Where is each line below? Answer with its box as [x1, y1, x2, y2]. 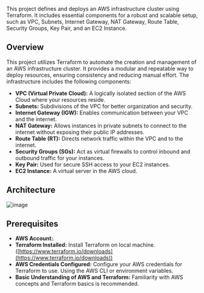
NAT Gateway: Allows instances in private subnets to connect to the [15, 122, 187, 129]
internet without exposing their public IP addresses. [15, 128, 145, 136]
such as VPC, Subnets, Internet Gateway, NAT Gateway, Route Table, [6, 18, 180, 25]
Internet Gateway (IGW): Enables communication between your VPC [15, 109, 189, 116]
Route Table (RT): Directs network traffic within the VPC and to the [15, 135, 183, 142]
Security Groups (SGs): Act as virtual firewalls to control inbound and [15, 147, 191, 155]
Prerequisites [6, 219, 58, 229]
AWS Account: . [15, 235, 55, 242]
